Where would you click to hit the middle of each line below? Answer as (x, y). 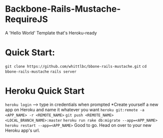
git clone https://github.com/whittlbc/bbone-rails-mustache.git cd (76, 66)
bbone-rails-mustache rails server (41, 72)
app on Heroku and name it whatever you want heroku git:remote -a (75, 109)
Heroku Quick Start (45, 91)
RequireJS (26, 19)
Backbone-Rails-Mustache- (63, 9)
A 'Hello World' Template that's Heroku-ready (51, 33)
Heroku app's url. (23, 130)
